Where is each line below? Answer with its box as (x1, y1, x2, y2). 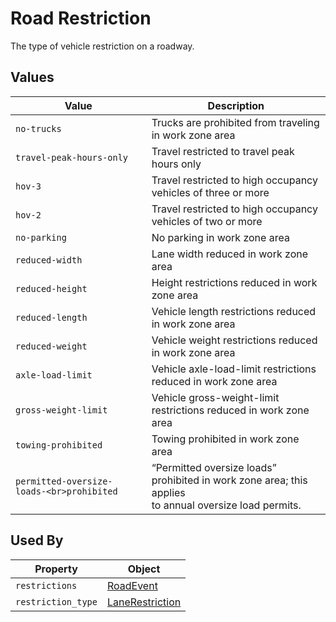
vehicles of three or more (151, 185, 270, 199)
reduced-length (15, 312, 88, 323)
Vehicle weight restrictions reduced (151, 333, 318, 347)
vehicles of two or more (151, 214, 263, 228)
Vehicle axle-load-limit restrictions (151, 362, 317, 376)
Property (34, 562, 78, 576)
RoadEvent (106, 578, 158, 592)
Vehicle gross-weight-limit (151, 390, 280, 404)
